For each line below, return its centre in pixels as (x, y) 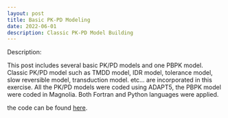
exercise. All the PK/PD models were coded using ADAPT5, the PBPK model (114, 87)
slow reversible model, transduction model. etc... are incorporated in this (110, 80)
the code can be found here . (47, 108)
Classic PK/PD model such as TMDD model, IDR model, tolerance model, (110, 73)
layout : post (26, 13)
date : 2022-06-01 (32, 26)
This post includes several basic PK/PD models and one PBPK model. (105, 65)
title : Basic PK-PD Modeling (49, 20)
